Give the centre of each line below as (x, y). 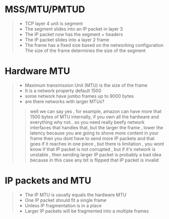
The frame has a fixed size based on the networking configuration (94, 45)
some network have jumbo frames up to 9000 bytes (79, 96)
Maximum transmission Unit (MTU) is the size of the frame (86, 85)
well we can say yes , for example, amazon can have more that (96, 111)
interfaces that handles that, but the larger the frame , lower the (96, 127)
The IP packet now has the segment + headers (74, 34)
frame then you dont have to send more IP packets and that (92, 138)
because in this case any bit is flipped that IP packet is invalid (94, 160)
